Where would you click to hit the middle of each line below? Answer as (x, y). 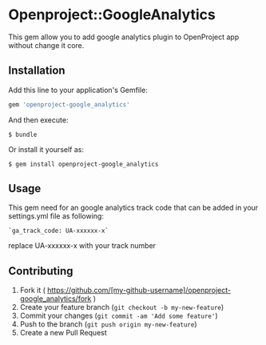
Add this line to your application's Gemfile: (78, 90)
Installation (37, 71)
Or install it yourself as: (46, 149)
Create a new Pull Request (64, 333)
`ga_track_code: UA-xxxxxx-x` (59, 231)
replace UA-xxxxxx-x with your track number (82, 246)
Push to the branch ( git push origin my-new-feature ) (108, 324)
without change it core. (46, 45)
